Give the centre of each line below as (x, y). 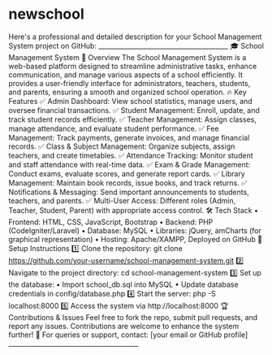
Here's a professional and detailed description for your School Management (135, 37)
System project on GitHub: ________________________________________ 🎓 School (136, 45)
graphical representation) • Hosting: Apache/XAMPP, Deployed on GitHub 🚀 (135, 239)
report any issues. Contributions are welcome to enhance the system (124, 326)
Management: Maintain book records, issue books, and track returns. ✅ (128, 183)
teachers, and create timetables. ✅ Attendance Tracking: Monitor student (131, 155)
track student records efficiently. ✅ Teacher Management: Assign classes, (133, 119)
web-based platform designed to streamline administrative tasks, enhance (133, 66)
